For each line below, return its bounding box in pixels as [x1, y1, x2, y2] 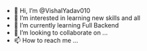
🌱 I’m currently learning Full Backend [13, 21, 119, 29]
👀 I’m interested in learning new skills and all [13, 14, 141, 22]
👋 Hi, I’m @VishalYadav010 [13, 7, 91, 14]
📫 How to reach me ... [13, 37, 78, 44]
